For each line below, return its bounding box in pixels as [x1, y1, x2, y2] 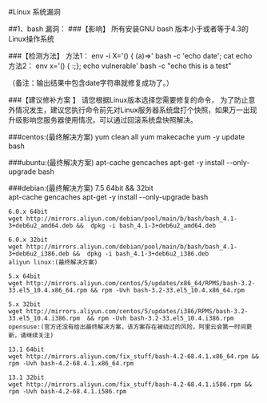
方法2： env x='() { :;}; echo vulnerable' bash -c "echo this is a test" [8, 61, 232, 71]
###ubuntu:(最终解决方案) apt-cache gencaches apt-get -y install [8, 158, 225, 167]
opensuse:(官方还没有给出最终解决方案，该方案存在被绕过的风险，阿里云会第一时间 [8, 323, 246, 331]
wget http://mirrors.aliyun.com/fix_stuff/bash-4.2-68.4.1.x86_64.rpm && [8, 353, 260, 361]
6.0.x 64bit [8, 208, 48, 216]
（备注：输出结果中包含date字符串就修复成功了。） [8, 79, 174, 87]
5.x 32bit [8, 300, 42, 308]
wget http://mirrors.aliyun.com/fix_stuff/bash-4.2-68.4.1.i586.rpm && [8, 381, 252, 389]
